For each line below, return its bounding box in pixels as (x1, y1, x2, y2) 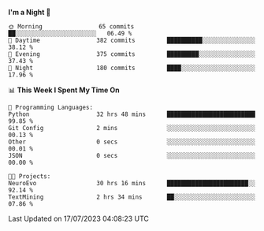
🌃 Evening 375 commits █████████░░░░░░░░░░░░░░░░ (8, 50, 256, 58)
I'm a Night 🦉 (8, 8, 51, 17)
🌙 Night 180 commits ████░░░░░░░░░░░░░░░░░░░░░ (8, 64, 256, 72)
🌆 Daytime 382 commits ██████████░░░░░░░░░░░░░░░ (8, 36, 256, 44)
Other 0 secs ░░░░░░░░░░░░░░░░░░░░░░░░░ (8, 138, 256, 146)
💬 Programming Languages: (8, 103, 93, 111)
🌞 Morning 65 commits (8, 23, 135, 31)
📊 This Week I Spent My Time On (8, 85, 120, 95)
